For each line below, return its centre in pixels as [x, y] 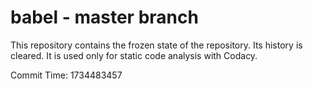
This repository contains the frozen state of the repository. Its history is [156, 45]
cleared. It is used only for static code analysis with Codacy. [134, 55]
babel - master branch [104, 17]
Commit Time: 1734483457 [66, 75]
